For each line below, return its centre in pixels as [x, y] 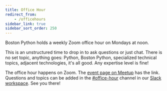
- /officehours [30, 19]
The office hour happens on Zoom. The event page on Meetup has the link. [82, 72]
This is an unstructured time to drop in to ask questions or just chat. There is [84, 52]
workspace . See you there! [33, 83]
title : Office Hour [25, 10]
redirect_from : [21, 14]
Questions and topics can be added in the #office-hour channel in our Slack [83, 78]
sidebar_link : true [25, 24]
